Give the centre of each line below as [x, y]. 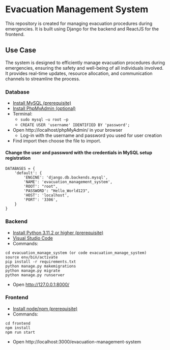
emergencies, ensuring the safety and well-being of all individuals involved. [84, 68]
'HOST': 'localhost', [47, 195]
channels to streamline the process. [43, 79]
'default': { [28, 173]
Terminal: [22, 114]
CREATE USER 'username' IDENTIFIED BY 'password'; [75, 125]
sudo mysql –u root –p [44, 120]
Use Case [21, 50]
